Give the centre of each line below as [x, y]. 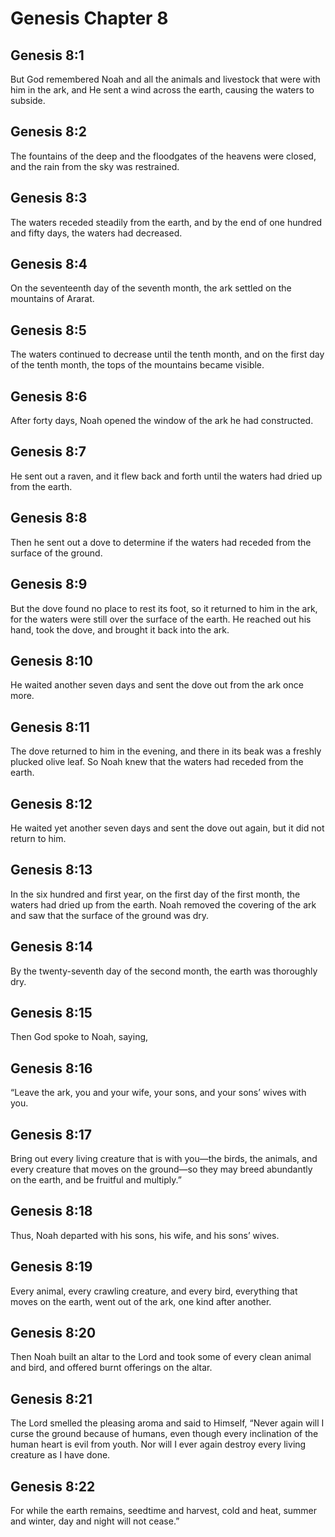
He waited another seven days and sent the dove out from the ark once [157, 685]
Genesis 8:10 [51, 660]
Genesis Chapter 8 [89, 18]
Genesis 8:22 [53, 1486]
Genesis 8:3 [49, 198]
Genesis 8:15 [51, 1012]
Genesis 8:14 [51, 947]
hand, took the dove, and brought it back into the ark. [120, 629]
